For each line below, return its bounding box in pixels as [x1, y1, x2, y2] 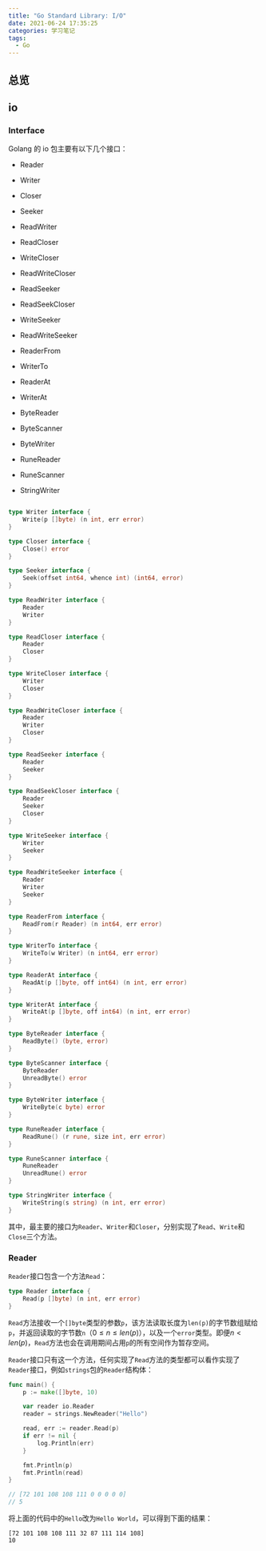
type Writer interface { [8, 508, 91, 516]
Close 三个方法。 [8, 1232, 62, 1241]
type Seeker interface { [8, 567, 91, 575]
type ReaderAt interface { [8, 971, 98, 979]
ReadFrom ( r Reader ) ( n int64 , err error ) [22, 920, 162, 928]
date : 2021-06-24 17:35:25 [8, 19, 98, 27]
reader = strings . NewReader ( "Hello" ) [22, 1410, 149, 1418]
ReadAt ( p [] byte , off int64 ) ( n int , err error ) [22, 978, 188, 987]
